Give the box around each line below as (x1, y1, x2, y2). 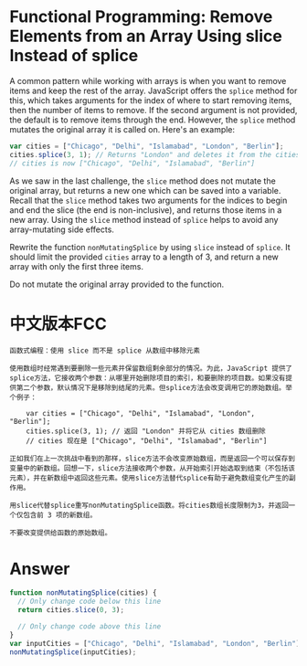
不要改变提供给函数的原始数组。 (9, 528, 112, 537)
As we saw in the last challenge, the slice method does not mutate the (9, 175, 276, 186)
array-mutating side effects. (9, 224, 114, 235)
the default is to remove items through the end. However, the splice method (9, 114, 296, 125)
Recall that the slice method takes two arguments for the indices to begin (9, 195, 288, 206)
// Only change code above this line (17, 622, 162, 631)
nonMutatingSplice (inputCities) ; (9, 647, 137, 657)
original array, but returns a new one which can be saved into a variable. (9, 185, 281, 196)
